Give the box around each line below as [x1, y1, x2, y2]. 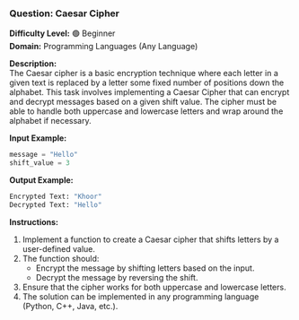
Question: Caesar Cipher [9, 7, 119, 20]
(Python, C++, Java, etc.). [22, 300, 119, 311]
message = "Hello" [9, 151, 78, 160]
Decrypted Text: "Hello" [9, 200, 102, 209]
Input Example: [9, 133, 67, 143]
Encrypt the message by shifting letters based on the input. [35, 263, 255, 273]
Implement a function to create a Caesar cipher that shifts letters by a [22, 234, 279, 245]
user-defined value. [22, 243, 96, 254]
